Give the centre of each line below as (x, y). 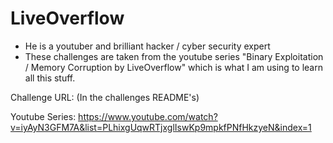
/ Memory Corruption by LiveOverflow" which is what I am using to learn (173, 67)
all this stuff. (50, 78)
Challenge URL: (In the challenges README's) (105, 97)
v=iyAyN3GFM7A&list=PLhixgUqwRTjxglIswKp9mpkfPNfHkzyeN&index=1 (161, 127)
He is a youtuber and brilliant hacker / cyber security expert (147, 46)
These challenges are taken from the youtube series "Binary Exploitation (174, 56)
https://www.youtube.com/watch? (148, 116)
